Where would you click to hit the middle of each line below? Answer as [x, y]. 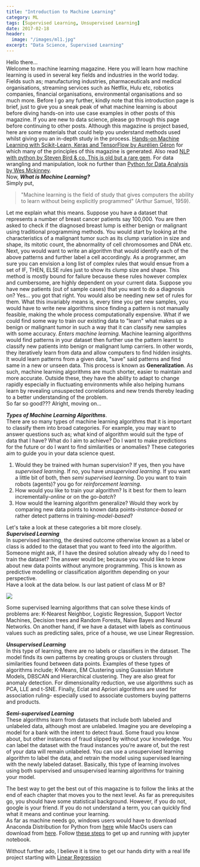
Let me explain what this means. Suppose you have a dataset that [87, 213]
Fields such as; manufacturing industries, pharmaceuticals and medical [94, 81]
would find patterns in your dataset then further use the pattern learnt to [95, 339]
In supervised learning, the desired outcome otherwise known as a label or [98, 540]
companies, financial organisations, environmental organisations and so [94, 94]
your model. [21, 777]
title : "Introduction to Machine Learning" [61, 12]
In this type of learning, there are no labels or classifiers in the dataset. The [99, 651]
